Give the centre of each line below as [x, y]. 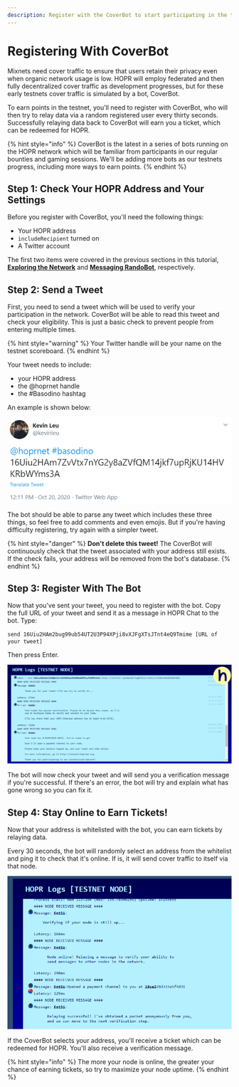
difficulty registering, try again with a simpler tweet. [83, 530]
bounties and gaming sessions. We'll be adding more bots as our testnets [115, 159]
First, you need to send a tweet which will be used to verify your [101, 307]
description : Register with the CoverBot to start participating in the [117, 15]
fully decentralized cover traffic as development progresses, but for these [116, 86]
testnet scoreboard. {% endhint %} [59, 351]
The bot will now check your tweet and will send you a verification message [118, 775]
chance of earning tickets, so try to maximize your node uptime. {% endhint [118, 1069]
